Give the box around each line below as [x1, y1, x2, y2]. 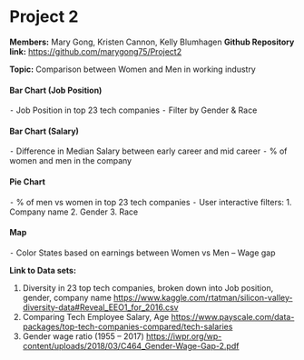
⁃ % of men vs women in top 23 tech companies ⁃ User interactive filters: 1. [9, 196, 292, 207]
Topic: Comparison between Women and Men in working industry [9, 64, 256, 75]
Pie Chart [9, 175, 45, 187]
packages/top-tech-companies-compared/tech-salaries [22, 321, 233, 332]
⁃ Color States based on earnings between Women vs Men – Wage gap [9, 247, 276, 258]
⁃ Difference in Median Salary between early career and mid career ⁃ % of [9, 145, 288, 156]
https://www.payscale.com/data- [171, 311, 295, 322]
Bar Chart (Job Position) [9, 85, 103, 95]
